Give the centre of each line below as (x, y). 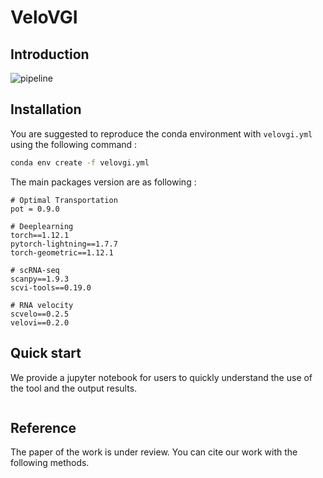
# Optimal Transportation (64, 200)
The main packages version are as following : (103, 182)
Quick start (46, 353)
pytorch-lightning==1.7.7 (64, 244)
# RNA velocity (42, 305)
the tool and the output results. (74, 388)
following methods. (50, 463)
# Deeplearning (42, 226)
